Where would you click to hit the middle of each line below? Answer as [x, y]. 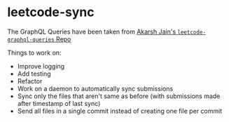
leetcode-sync [51, 12]
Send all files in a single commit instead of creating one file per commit [120, 111]
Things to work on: [34, 53]
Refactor [30, 81]
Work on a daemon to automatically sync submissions [95, 88]
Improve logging [41, 66]
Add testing [34, 74]
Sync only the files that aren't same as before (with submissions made [119, 96]
